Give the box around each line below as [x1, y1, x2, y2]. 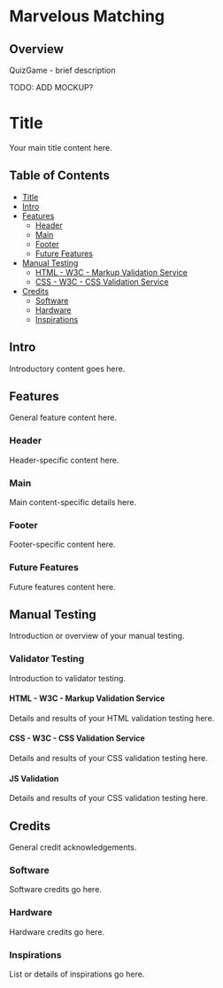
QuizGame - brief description [9, 65, 116, 75]
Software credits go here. [9, 884, 102, 895]
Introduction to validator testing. [9, 673, 127, 683]
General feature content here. [9, 412, 118, 423]
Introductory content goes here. [9, 363, 126, 374]
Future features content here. [9, 581, 117, 592]
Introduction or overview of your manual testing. [9, 631, 185, 642]
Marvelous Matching [9, 6, 165, 27]
